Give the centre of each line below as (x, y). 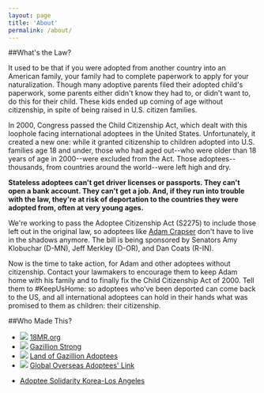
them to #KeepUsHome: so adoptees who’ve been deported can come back (132, 289)
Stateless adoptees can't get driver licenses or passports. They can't (124, 183)
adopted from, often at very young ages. (76, 208)
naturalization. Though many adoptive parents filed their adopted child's (126, 85)
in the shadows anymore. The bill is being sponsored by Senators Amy (123, 240)
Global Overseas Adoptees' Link (82, 365)
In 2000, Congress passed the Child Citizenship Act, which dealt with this (128, 125)
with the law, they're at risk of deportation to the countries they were (123, 199)
